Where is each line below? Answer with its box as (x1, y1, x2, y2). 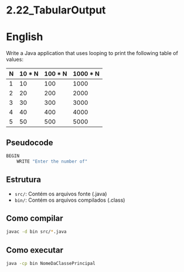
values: (6, 56, 23, 63)
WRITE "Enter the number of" (16, 159, 88, 164)
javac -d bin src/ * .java (6, 229, 67, 235)
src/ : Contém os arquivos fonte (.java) (14, 190, 107, 197)
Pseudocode (6, 137, 54, 147)
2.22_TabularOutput (6, 4, 106, 17)
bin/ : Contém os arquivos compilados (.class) (14, 197, 125, 204)
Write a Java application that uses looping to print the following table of (6, 50, 179, 57)
